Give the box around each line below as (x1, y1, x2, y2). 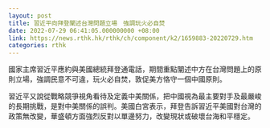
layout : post (8, 11, 52, 20)
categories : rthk (8, 42, 67, 50)
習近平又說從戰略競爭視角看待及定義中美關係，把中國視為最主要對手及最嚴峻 (8, 91, 262, 101)
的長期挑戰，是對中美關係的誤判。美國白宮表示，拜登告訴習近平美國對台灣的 (8, 102, 262, 111)
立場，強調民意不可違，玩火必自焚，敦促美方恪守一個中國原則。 (14, 74, 227, 84)
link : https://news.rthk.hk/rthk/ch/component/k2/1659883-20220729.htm (8, 34, 253, 42)
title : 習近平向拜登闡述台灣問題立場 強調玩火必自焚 (8, 19, 166, 27)
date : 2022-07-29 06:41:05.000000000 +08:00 (8, 26, 160, 34)
